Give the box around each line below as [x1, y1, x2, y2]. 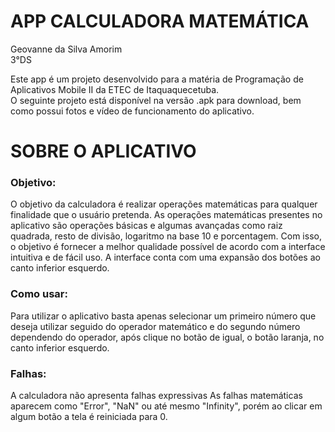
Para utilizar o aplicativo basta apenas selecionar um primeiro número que [10, 310, 317, 322]
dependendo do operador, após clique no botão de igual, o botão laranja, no [10, 331, 325, 343]
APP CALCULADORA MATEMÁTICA [10, 10, 310, 33]
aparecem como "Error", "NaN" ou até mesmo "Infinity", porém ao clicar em [10, 400, 323, 412]
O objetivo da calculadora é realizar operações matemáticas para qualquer [10, 198, 318, 210]
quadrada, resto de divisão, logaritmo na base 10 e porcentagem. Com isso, [10, 230, 322, 242]
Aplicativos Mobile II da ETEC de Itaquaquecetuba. [10, 83, 220, 95]
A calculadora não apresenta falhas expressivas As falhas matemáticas [10, 390, 303, 402]
